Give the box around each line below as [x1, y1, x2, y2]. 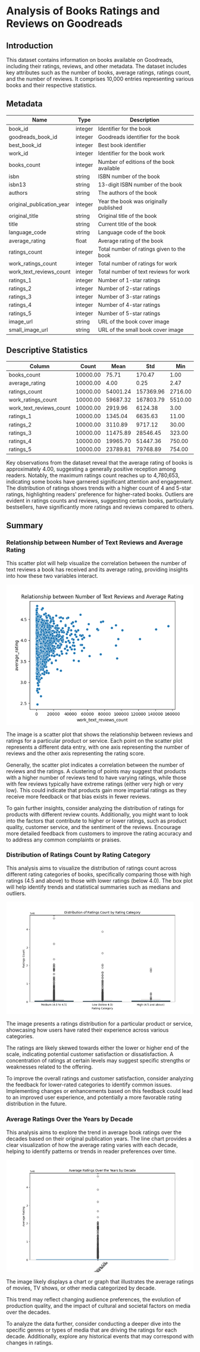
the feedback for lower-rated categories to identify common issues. [6, 1081, 173, 1088]
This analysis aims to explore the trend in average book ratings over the [6, 1129, 182, 1136]
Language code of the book [98, 229, 166, 236]
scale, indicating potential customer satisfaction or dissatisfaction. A [6, 1051, 174, 1058]
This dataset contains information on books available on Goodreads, [6, 57, 174, 63]
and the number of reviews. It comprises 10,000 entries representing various [6, 76, 194, 82]
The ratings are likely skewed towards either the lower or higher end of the [6, 1044, 189, 1052]
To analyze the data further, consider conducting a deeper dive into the [6, 1320, 181, 1327]
